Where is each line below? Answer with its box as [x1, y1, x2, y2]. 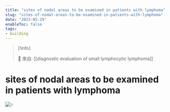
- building [5, 31, 29, 36]
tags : [5, 26, 17, 32]
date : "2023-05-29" [5, 17, 47, 22]
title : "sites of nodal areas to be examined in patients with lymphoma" [5, 7, 166, 13]
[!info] [17, 45, 31, 51]
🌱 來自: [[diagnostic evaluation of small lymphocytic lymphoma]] [17, 55, 153, 62]
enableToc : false [5, 21, 42, 27]
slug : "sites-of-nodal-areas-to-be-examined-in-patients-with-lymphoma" [5, 12, 163, 17]
